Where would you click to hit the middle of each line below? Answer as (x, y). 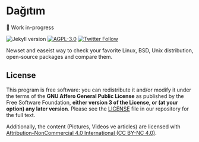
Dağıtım (26, 11)
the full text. (21, 115)
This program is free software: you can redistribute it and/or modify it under (99, 90)
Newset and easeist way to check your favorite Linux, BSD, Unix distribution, (100, 50)
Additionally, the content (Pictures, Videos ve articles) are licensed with (94, 127)
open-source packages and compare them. (59, 56)
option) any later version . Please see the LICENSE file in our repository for (97, 109)
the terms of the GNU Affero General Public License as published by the (95, 96)
